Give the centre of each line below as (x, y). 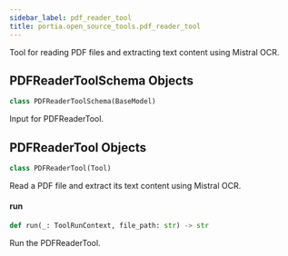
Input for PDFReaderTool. (57, 119)
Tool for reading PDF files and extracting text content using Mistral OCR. (144, 52)
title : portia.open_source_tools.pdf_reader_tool (105, 26)
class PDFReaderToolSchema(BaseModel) (83, 102)
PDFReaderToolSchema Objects (101, 80)
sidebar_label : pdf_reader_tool (70, 18)
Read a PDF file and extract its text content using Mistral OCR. (125, 185)
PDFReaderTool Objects (78, 148)
